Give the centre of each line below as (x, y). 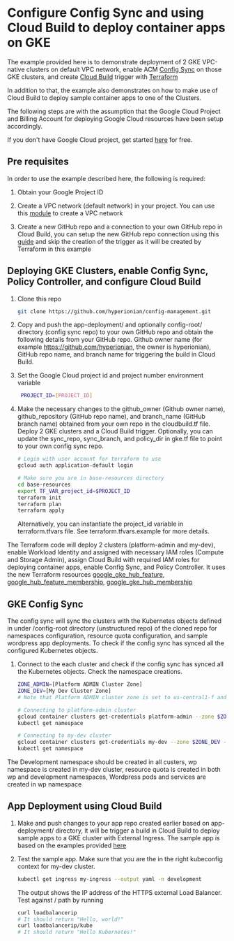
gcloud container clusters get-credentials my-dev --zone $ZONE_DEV (119, 742)
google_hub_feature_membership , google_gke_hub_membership (100, 582)
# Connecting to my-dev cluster (64, 735)
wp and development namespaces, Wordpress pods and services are (107, 777)
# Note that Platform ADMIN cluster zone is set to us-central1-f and (122, 697)
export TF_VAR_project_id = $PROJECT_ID (73, 491)
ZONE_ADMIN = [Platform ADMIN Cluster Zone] (80, 684)
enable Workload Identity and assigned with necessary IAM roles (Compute (116, 552)
